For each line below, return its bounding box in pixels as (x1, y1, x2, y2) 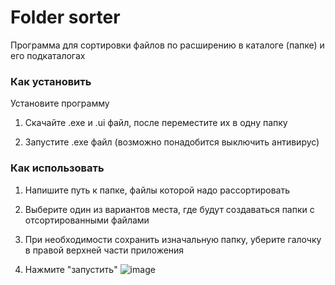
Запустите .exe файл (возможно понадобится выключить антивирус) (24, 136, 320, 148)
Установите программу (10, 97, 110, 110)
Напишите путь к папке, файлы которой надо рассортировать (24, 184, 290, 196)
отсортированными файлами (24, 214, 150, 226)
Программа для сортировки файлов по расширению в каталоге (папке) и (10, 39, 325, 51)
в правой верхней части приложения (24, 244, 185, 256)
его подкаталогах (10, 49, 86, 61)
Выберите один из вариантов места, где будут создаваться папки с (24, 203, 315, 215)
